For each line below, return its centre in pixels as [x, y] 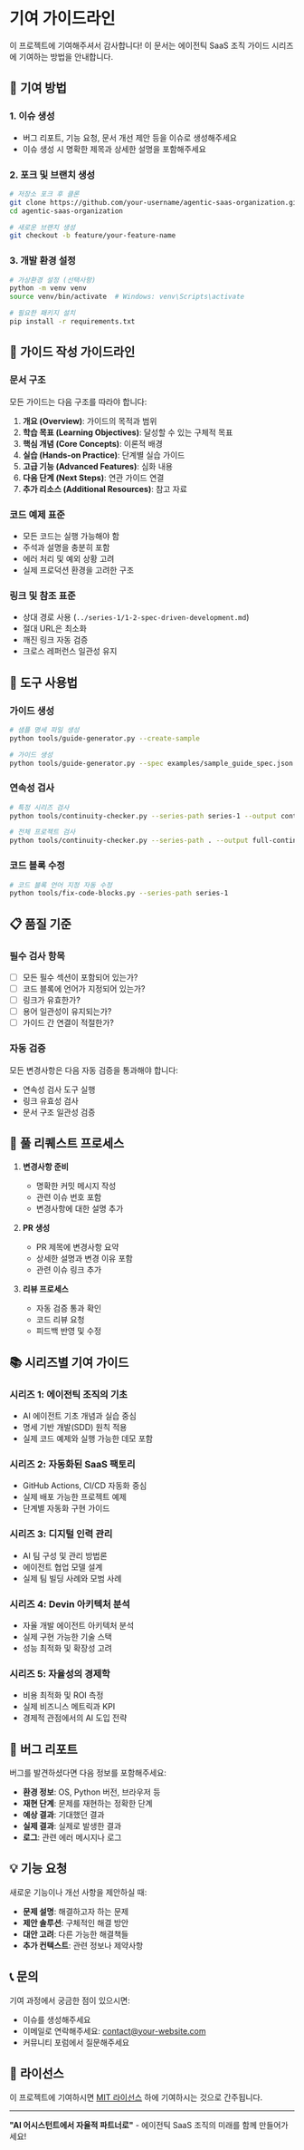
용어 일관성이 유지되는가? [67, 1012]
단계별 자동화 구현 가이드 [66, 1508]
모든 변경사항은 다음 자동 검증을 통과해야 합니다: [94, 1070]
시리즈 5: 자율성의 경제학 [60, 1673]
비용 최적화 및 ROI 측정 [63, 1695]
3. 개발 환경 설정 [43, 261]
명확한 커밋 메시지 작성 [76, 1186]
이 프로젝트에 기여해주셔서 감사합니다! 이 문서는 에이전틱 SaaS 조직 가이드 [139, 45]
